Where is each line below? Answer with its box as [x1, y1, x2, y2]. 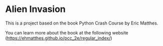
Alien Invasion [5, 3, 66, 15]
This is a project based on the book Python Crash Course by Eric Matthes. [5, 20, 158, 26]
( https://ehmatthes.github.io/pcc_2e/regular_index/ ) [5, 35, 112, 41]
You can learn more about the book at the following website [5, 29, 129, 35]
